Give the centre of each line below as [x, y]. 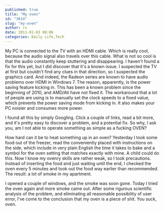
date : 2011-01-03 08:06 [29, 32]
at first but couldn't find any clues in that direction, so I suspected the [75, 71]
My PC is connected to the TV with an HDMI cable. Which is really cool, [77, 51]
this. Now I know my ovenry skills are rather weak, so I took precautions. [78, 158]
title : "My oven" [23, 14]
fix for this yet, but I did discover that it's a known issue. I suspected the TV [81, 66]
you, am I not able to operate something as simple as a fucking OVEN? [76, 128]
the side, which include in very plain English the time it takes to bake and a [80, 148]
